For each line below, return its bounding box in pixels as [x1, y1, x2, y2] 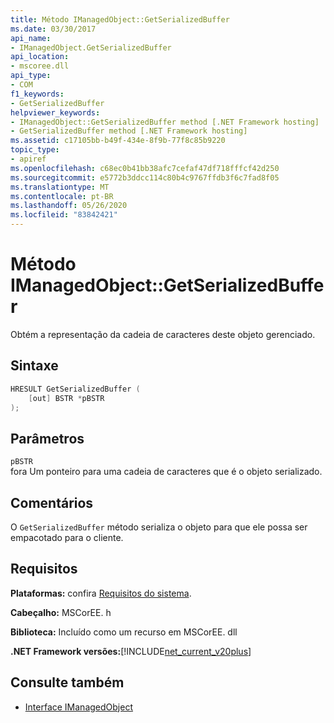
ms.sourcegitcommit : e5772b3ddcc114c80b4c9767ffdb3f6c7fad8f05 [10, 172, 280, 183]
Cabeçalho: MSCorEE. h [10, 606, 112, 618]
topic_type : [10, 145, 60, 155]
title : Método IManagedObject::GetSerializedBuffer [10, 14, 230, 25]
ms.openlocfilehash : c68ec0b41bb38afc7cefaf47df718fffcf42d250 [10, 163, 280, 173]
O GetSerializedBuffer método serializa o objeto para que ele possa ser [10, 521, 308, 533]
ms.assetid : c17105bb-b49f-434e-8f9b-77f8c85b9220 [10, 136, 226, 146]
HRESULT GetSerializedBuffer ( [10, 384, 141, 394]
